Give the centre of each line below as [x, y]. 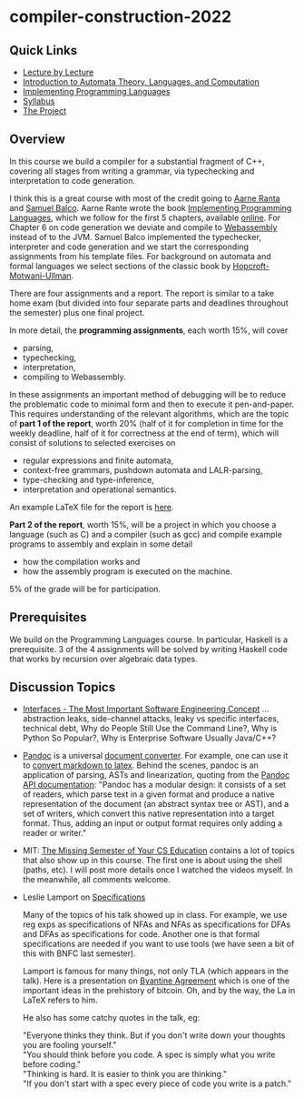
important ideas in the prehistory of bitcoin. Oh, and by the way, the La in [159, 991]
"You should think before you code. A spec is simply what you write [149, 1055]
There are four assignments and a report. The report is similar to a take [142, 293]
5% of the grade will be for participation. [85, 589]
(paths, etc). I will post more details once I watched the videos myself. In [157, 870]
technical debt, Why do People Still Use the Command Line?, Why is [150, 729]
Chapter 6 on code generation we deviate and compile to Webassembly [143, 227]
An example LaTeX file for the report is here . [92, 507]
